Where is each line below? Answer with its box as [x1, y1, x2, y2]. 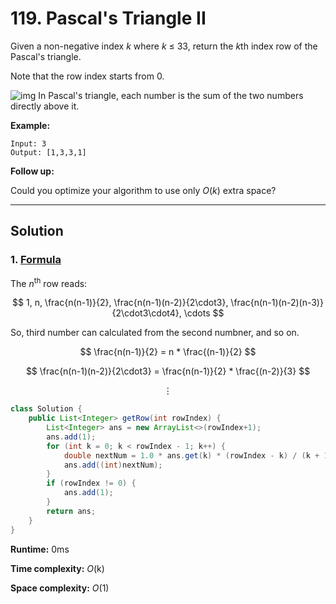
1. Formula [10, 253, 62, 267]
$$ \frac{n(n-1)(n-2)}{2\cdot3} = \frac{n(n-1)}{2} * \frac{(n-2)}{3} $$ [25, 365, 311, 377]
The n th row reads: [10, 275, 88, 289]
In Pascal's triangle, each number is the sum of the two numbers [38, 89, 304, 101]
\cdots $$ [183, 307, 225, 319]
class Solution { [10, 404, 83, 414]
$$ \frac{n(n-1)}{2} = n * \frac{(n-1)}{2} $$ [79, 346, 257, 358]
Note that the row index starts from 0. [10, 70, 165, 82]
